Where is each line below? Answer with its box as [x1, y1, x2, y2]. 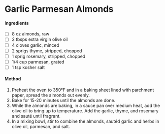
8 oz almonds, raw [11, 31, 50, 37]
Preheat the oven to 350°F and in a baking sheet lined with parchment [11, 87, 154, 93]
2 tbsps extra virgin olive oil [11, 36, 68, 42]
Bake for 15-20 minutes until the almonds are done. [11, 98, 116, 103]
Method [4, 76, 21, 82]
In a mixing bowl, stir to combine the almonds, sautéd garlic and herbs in [11, 118, 160, 124]
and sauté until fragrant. [11, 113, 61, 119]
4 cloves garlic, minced [11, 42, 60, 48]
